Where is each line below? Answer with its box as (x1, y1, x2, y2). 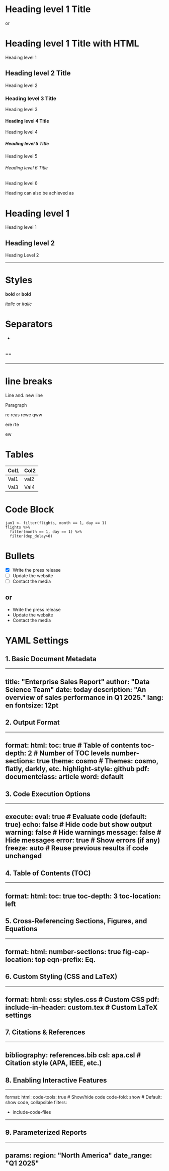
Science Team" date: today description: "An (5, 685, 146, 694)
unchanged (5, 852, 42, 860)
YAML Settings (5, 635, 69, 646)
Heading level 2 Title (5, 69, 71, 77)
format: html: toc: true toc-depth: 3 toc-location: (5, 891, 161, 900)
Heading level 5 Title (5, 140, 49, 146)
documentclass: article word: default (5, 773, 124, 781)
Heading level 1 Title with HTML (5, 38, 139, 49)
